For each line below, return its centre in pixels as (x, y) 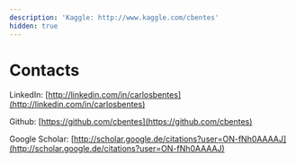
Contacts (45, 70)
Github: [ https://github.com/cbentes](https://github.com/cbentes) (131, 122)
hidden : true (34, 26)
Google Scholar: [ (42, 139)
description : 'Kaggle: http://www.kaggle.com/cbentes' (114, 17)
